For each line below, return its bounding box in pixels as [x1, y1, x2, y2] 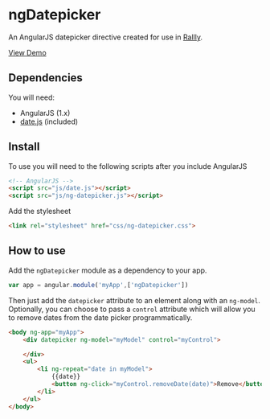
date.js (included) [19, 117, 79, 126]
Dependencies [8, 71, 83, 85]
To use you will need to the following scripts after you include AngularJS [8, 161, 247, 170]
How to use [8, 244, 66, 258]
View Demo [8, 47, 47, 57]
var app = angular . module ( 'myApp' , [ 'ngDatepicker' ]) [8, 281, 189, 289]
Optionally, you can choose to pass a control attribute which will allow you [8, 304, 256, 314]
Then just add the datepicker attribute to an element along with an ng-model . [8, 295, 261, 305]
